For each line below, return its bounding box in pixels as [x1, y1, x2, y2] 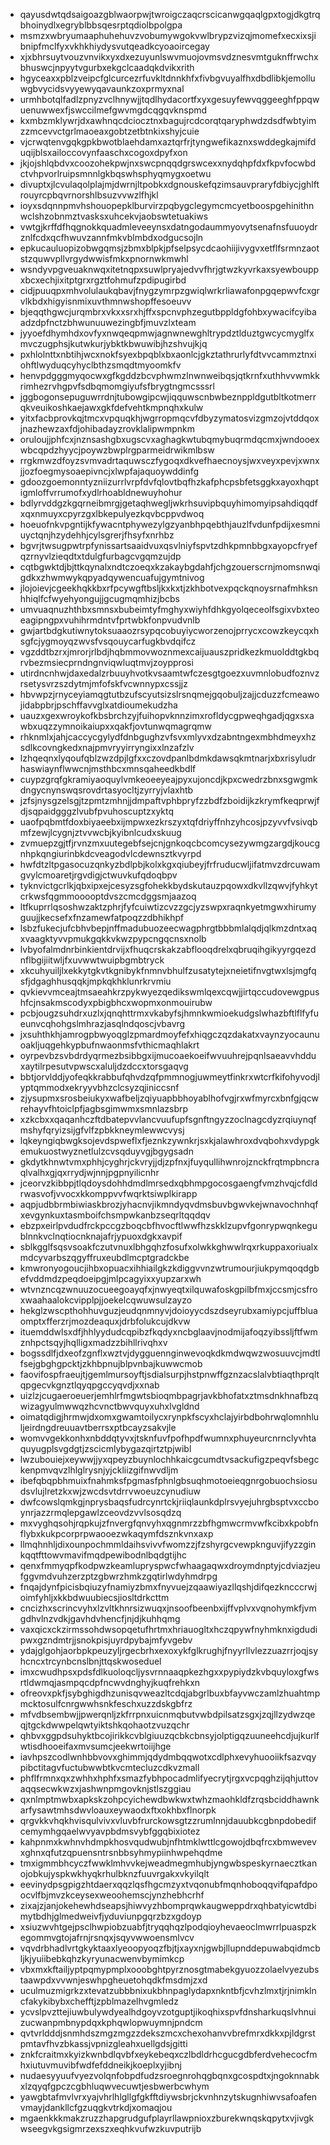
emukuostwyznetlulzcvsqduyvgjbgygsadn [19, 1145, 194, 1157]
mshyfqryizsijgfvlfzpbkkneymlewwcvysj [19, 1124, 185, 1136]
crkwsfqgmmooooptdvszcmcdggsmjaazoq [19, 890, 197, 902]
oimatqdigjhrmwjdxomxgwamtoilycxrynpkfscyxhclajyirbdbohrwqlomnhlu [19, 1411, 320, 1423]
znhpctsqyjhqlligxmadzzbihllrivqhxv [19, 1337, 168, 1348]
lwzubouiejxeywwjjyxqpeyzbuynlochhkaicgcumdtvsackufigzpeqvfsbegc [19, 1454, 320, 1465]
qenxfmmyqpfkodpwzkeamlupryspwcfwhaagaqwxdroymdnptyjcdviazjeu [19, 1560, 321, 1571]
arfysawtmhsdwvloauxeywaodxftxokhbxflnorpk [19, 1804, 217, 1816]
